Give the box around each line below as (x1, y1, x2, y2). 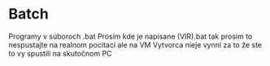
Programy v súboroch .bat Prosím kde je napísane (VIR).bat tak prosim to (8, 31, 253, 41)
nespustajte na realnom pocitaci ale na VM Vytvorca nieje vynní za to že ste (8, 39, 263, 49)
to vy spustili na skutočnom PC (8, 48, 112, 58)
